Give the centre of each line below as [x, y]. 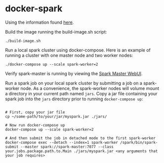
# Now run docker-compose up [35, 125]
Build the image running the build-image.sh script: [56, 32]
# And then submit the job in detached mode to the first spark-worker [80, 138]
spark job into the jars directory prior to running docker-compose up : [74, 99]
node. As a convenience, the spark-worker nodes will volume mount [90, 88]
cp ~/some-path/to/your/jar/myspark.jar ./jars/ [56, 117]
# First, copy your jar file [35, 112]
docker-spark [34, 9]
